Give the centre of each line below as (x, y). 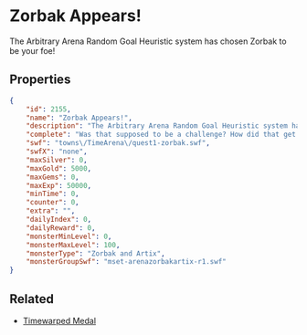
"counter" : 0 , (53, 203)
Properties (40, 80)
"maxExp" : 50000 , (59, 185)
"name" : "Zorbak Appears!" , (79, 118)
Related (32, 299)
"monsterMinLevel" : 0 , (69, 236)
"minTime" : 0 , (53, 194)
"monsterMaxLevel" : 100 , (73, 245)
